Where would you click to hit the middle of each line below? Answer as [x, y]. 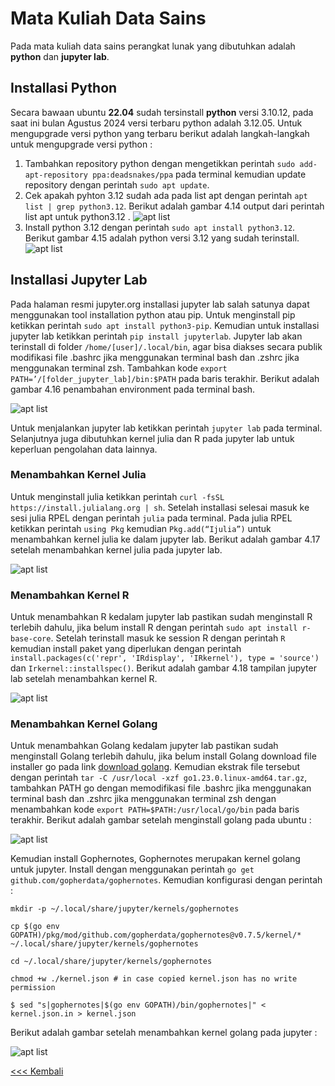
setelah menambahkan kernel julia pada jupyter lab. [116, 549]
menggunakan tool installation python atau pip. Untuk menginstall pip [153, 314]
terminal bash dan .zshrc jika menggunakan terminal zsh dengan [143, 799]
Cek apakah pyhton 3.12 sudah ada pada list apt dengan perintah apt [166, 195]
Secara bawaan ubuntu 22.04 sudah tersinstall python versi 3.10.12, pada [162, 112]
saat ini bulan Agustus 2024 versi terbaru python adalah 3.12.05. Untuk [156, 123]
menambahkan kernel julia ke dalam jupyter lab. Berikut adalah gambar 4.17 [165, 539]
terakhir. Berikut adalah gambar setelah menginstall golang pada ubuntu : [161, 820]
